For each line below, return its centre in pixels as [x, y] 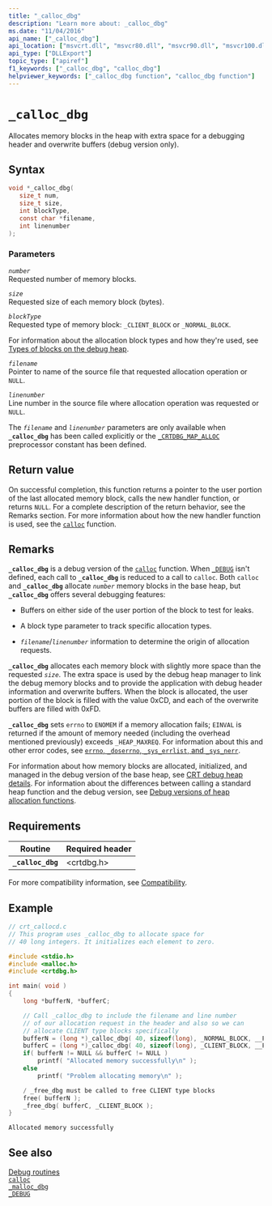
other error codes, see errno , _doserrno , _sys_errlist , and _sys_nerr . [125, 751]
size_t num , [39, 196]
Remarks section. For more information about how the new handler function [134, 515]
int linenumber [45, 226]
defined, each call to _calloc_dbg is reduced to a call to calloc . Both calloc [134, 577]
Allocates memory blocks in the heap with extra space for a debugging [127, 135]
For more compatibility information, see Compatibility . [98, 883]
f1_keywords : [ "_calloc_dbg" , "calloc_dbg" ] [85, 69]
